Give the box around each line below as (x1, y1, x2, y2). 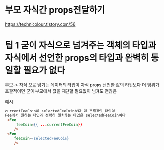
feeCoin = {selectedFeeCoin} (14, 136, 69, 141)
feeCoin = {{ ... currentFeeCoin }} (16, 122, 83, 127)
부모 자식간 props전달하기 (5, 4, 105, 16)
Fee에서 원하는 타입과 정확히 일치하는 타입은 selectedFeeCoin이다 (5, 113, 126, 118)
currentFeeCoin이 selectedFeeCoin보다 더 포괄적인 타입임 (5, 108, 115, 113)
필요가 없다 (23, 65, 65, 76)
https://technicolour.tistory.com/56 (5, 21, 76, 27)
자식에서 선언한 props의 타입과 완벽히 (5, 52, 149, 64)
